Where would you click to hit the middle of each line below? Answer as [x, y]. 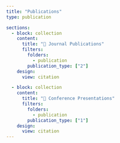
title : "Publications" [34, 11]
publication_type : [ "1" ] [58, 120]
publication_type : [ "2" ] [58, 66]
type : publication [29, 17]
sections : [18, 28]
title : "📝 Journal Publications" [63, 44]
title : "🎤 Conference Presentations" [68, 99]
